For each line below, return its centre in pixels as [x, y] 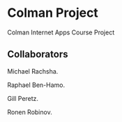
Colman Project [53, 13]
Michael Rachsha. [33, 71]
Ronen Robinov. [30, 112]
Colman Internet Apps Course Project [61, 32]
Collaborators [38, 54]
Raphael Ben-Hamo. [36, 85]
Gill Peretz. [23, 98]
